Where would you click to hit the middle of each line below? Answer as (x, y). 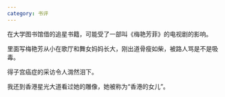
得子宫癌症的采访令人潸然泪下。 (52, 72)
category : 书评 (28, 13)
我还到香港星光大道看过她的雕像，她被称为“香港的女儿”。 (88, 86)
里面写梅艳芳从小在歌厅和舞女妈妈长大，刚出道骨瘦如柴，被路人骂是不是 (109, 48)
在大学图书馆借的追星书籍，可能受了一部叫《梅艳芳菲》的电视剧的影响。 (109, 34)
